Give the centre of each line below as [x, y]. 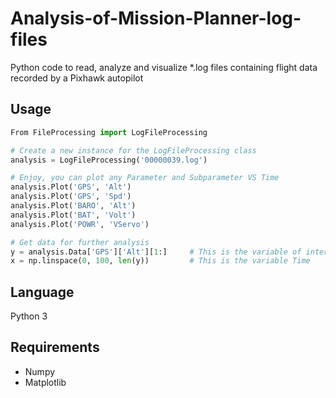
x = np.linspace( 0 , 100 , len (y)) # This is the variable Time [160, 261]
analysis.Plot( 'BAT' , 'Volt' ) [73, 215]
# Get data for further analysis [80, 242]
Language [42, 292]
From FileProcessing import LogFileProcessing [109, 132]
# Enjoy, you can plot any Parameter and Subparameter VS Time [145, 178]
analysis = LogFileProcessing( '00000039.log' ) [109, 160]
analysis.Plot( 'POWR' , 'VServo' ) [80, 224]
